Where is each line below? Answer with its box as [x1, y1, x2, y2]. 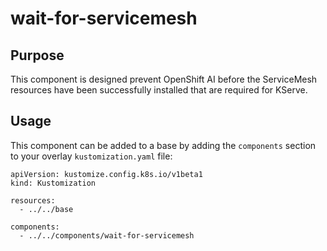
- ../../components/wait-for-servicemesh [19, 230, 195, 241]
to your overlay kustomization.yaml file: [10, 150, 173, 162]
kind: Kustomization [10, 178, 97, 188]
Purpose [10, 47, 65, 64]
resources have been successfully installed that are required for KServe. [10, 84, 308, 96]
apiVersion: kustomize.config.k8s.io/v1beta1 [10, 169, 203, 179]
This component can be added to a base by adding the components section [10, 139, 317, 151]
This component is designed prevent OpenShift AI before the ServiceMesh [10, 73, 318, 85]
